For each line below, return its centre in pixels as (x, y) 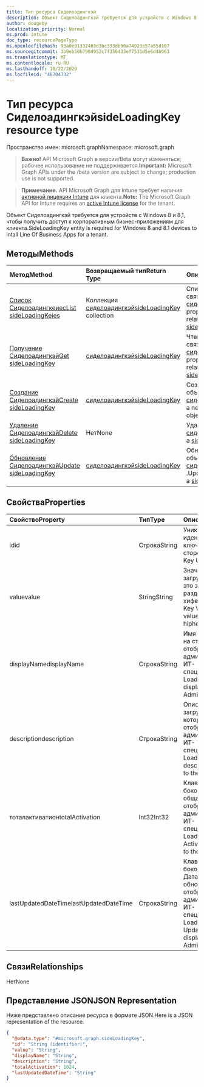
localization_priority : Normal (46, 29)
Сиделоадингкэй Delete (43, 433)
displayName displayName (46, 664)
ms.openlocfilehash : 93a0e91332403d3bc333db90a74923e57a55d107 (88, 46)
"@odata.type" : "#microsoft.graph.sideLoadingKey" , (79, 1039)
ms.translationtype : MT (36, 57)
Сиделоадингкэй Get (39, 356)
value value (25, 597)
